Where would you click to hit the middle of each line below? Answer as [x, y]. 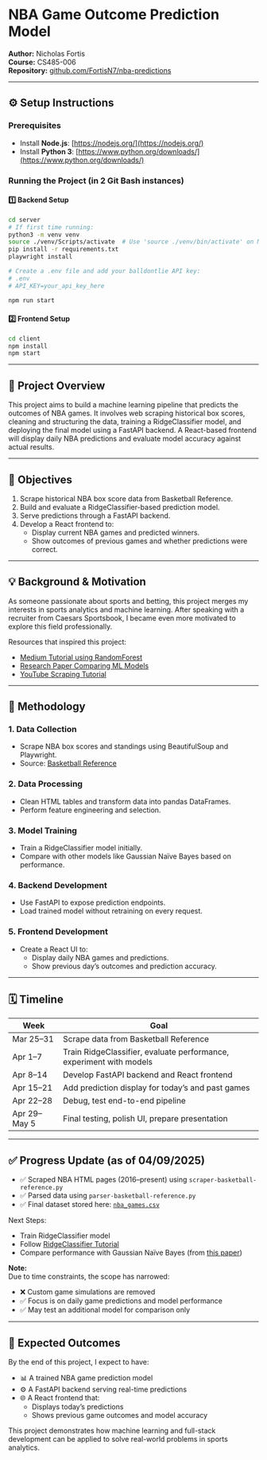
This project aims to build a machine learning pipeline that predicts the [123, 405]
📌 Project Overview [57, 385]
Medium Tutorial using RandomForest [81, 657]
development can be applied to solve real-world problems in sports [118, 1439]
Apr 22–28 [33, 1101]
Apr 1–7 [27, 1057]
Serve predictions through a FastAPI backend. [95, 516]
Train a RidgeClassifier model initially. [81, 848]
